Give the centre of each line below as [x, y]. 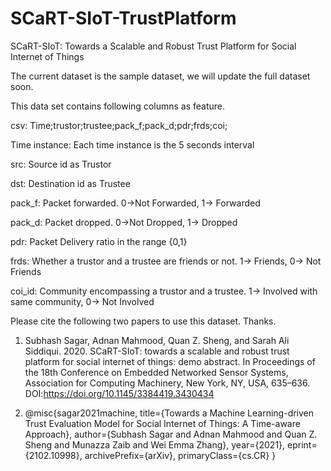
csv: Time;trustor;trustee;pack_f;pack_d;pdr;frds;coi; [119, 125]
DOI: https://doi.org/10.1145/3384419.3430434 [119, 393]
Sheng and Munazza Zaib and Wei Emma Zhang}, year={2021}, [155, 444]
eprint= [302, 444]
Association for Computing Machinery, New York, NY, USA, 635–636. [167, 383]
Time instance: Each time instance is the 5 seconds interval [132, 144]
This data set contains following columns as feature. [118, 106]
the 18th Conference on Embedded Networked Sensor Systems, [156, 372]
